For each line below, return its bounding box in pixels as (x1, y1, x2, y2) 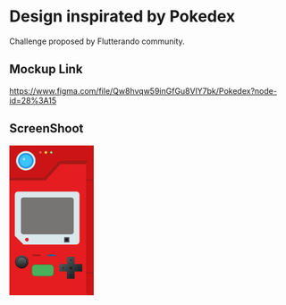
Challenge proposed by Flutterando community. (9, 36, 185, 47)
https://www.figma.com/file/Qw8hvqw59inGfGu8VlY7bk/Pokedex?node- (9, 85, 277, 96)
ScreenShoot (9, 121, 84, 136)
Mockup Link (9, 62, 83, 77)
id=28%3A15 (9, 95, 57, 106)
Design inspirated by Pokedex (9, 6, 236, 27)
